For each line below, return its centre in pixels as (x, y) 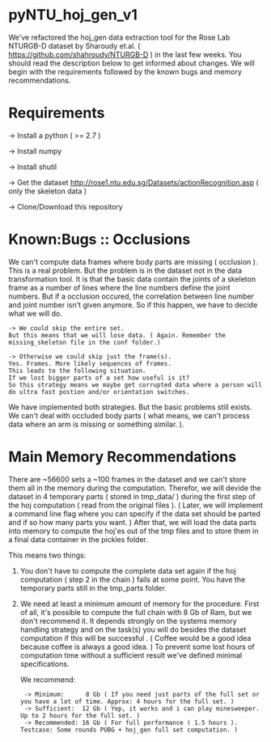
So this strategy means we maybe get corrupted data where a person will (135, 385)
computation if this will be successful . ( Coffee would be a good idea (135, 638)
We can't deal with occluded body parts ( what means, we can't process (129, 415)
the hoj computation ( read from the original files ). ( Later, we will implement (135, 505)
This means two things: (47, 555)
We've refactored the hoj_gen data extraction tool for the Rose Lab (119, 37)
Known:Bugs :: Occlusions (100, 240)
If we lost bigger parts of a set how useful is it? (99, 378)
